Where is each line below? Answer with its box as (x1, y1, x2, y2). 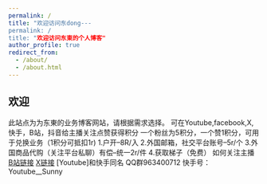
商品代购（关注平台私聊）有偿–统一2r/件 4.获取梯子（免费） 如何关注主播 (14, 147, 255, 157)
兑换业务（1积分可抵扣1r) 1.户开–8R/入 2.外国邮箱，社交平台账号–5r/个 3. (14, 137, 252, 147)
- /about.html (15, 64, 62, 72)
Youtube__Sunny (8, 166, 63, 176)
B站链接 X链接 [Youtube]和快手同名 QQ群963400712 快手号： (8, 157, 211, 167)
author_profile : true (8, 41, 80, 49)
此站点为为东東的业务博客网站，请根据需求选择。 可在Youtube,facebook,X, (8, 117, 254, 127)
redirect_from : (8, 49, 59, 57)
